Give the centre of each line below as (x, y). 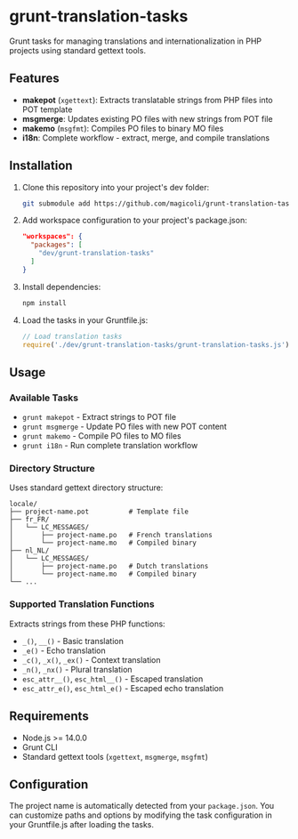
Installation (41, 166)
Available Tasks (44, 398)
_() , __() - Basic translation (73, 641)
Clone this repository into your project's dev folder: (116, 187)
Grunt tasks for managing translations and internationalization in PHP (136, 41)
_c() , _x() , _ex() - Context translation (92, 659)
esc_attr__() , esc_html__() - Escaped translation (113, 679)
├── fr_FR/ (29, 520)
